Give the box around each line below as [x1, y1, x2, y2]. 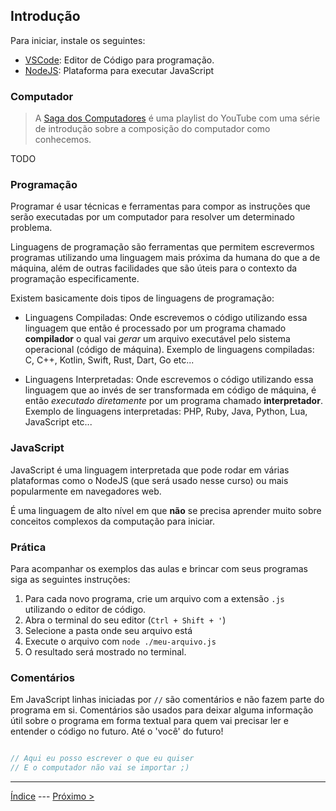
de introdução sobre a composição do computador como [34, 123, 271, 135]
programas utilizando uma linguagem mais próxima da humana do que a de [10, 252, 321, 264]
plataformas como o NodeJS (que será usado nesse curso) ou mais [10, 474, 289, 486]
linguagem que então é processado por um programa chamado [24, 322, 287, 334]
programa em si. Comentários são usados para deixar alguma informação [10, 704, 314, 716]
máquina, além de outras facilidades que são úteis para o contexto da [10, 262, 298, 274]
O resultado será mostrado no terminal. [24, 646, 187, 658]
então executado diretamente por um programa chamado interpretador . [24, 395, 323, 407]
